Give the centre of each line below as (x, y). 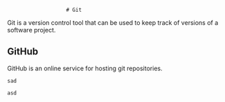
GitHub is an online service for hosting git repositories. (85, 68)
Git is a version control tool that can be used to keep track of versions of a (113, 23)
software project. (31, 30)
